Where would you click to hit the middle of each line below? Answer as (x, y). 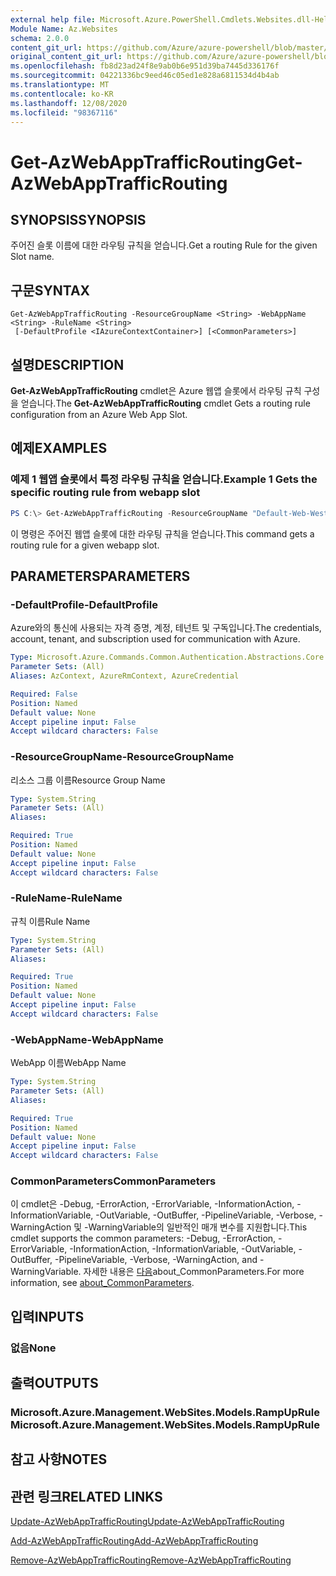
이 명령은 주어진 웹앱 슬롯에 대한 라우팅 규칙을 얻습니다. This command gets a (162, 533)
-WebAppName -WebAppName (87, 1039)
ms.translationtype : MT (60, 85)
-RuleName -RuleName (66, 898)
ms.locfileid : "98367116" (64, 112)
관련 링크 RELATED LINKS (86, 1496)
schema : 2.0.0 (40, 38)
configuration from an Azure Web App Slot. (99, 414)
